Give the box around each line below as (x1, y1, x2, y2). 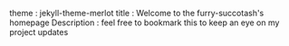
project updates (9, 27, 69, 37)
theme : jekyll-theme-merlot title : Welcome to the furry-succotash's (9, 8, 265, 18)
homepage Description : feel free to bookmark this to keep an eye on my (9, 17, 280, 28)
